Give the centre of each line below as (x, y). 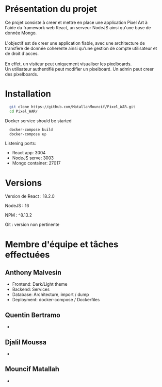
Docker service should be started (38, 121)
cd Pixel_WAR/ (24, 111)
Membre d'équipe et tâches (62, 244)
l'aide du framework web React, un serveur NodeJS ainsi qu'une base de (78, 27)
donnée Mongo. (21, 33)
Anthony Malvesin (33, 272)
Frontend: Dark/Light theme (40, 284)
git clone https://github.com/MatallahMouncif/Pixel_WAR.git (73, 107)
